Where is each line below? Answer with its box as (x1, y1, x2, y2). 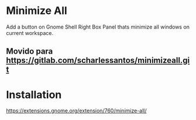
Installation (6, 88, 62, 101)
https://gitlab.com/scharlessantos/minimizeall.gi (6, 55, 190, 65)
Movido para (6, 47, 53, 57)
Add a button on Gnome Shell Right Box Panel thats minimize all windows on (6, 23, 190, 30)
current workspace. (6, 29, 54, 36)
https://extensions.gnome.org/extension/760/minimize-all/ (6, 107, 147, 114)
